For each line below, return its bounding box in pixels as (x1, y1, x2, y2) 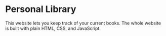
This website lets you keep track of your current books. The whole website (5, 20, 161, 26)
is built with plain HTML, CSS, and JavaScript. (5, 25, 101, 31)
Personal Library (5, 3, 76, 15)
